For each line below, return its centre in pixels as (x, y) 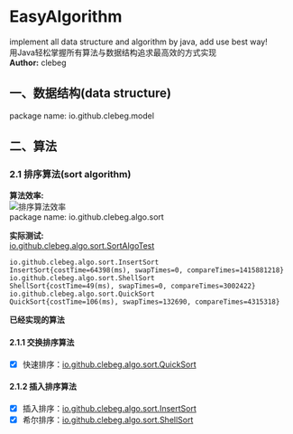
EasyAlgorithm (66, 17)
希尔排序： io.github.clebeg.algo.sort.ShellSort (108, 420)
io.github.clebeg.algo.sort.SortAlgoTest (82, 246)
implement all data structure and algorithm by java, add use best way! (138, 42)
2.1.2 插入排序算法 (43, 387)
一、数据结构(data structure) (90, 94)
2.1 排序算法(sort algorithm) (70, 175)
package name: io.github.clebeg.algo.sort (87, 217)
